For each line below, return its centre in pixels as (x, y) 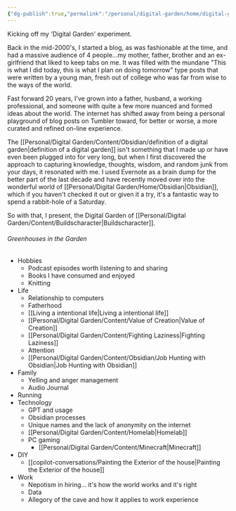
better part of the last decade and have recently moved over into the (106, 179)
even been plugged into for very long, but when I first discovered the (107, 157)
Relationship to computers (66, 298)
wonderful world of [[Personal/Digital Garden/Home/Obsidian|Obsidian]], (113, 186)
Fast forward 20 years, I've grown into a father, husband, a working (105, 98)
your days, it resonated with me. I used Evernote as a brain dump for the (112, 172)
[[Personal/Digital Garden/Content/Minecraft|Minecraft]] (120, 447)
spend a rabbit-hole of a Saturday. (57, 202)
